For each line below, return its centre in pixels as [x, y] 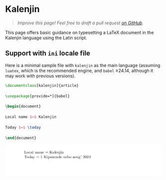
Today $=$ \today [23, 127]
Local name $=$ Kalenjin [31, 117]
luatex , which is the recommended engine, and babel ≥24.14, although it [79, 70]
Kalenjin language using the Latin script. [46, 38]
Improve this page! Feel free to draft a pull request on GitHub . [80, 23]
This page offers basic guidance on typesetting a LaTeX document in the [80, 32]
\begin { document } [23, 107]
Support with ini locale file [48, 53]
